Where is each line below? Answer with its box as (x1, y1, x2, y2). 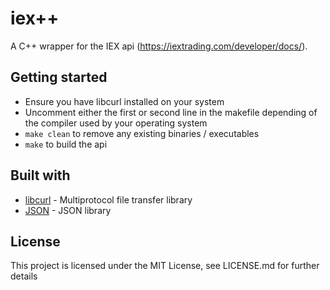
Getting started (10, 69, 108, 86)
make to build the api (24, 138, 108, 150)
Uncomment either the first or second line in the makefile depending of (24, 106, 318, 118)
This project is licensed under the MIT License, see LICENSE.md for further (10, 260, 320, 272)
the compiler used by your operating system (24, 117, 208, 129)
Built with (10, 167, 71, 184)
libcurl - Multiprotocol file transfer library (24, 193, 193, 206)
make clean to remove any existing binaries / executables (24, 127, 260, 139)
